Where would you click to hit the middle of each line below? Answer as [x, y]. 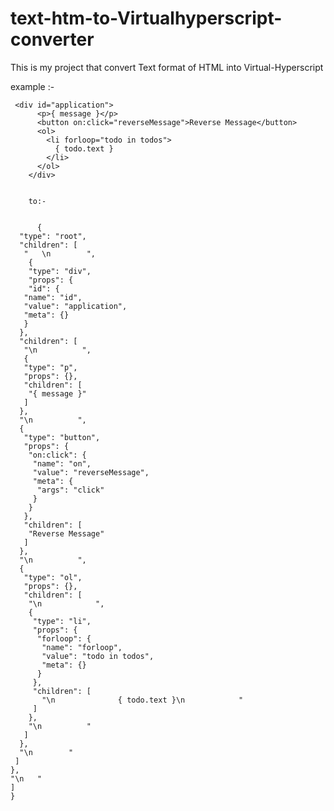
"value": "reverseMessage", [91, 472]
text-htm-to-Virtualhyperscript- [146, 18]
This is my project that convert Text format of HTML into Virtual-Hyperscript [167, 67]
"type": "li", [62, 621]
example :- [32, 86]
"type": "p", [50, 367]
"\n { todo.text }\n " [142, 700]
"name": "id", [53, 297]
